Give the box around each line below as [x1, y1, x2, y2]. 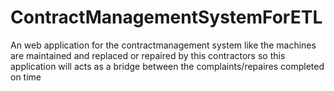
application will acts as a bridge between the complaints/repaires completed [10, 60, 325, 72]
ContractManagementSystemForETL [10, 6, 323, 29]
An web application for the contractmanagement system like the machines [10, 39, 317, 51]
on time [10, 71, 42, 83]
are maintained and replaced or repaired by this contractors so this [10, 49, 286, 61]
